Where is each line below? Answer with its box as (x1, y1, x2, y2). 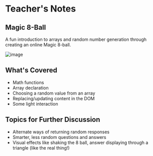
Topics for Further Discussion (5, 115, 101, 124)
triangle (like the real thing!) (12, 144, 70, 151)
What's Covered (5, 66, 57, 74)
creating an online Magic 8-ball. (5, 42, 71, 48)
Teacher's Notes (5, 3, 76, 15)
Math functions (12, 79, 44, 86)
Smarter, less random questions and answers (12, 134, 107, 140)
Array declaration (12, 85, 49, 91)
